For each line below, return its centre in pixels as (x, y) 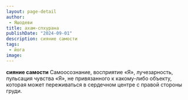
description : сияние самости (42, 39)
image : (14, 55)
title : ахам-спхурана (33, 28)
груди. (14, 91)
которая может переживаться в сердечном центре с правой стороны (94, 84)
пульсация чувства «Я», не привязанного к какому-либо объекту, (89, 78)
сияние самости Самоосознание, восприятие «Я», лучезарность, (90, 72)
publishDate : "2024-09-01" (39, 34)
